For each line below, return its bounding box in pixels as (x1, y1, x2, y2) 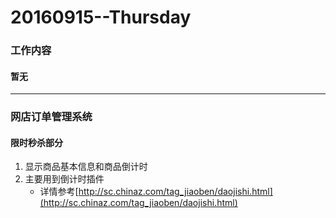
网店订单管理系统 (10, 110, 93, 124)
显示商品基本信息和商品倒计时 (24, 161, 148, 173)
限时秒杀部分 (10, 136, 63, 148)
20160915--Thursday (10, 6, 192, 29)
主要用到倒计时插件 (24, 173, 105, 185)
